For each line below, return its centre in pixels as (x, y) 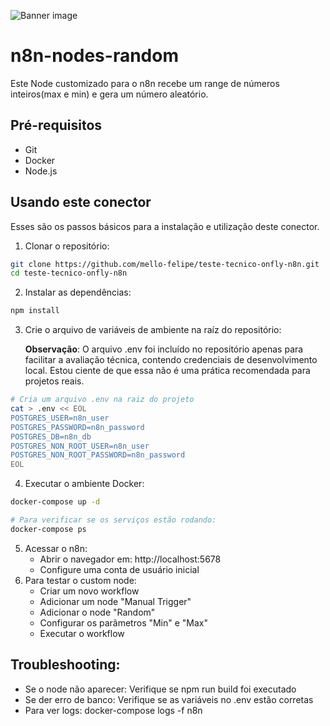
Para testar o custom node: (80, 580)
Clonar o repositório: (67, 246)
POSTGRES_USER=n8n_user (60, 418)
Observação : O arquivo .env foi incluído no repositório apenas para (164, 349)
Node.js (41, 171)
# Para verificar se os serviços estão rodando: (113, 520)
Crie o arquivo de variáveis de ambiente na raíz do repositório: (153, 330)
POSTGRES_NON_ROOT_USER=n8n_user (80, 446)
